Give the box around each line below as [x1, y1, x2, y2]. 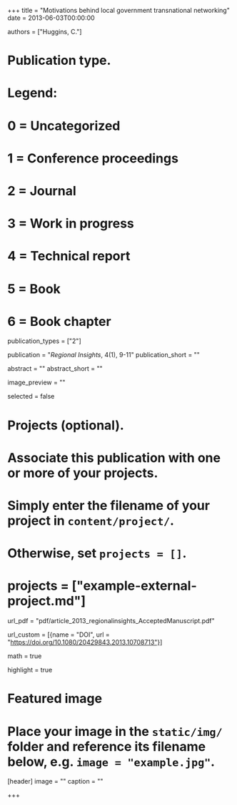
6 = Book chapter [7, 313, 112, 329]
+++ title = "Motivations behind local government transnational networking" [7, 6, 230, 14]
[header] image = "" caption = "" [7, 777, 104, 786]
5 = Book [7, 281, 61, 297]
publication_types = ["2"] [7, 337, 81, 345]
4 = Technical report [7, 248, 131, 265]
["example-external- [71, 578, 198, 594]
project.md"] [7, 593, 86, 609]
